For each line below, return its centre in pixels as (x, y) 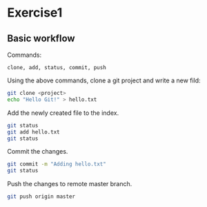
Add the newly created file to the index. (63, 113)
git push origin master (41, 197)
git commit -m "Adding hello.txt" (57, 164)
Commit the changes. (38, 152)
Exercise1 (35, 13)
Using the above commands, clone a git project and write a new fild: (104, 80)
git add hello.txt (33, 132)
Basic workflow (41, 38)
